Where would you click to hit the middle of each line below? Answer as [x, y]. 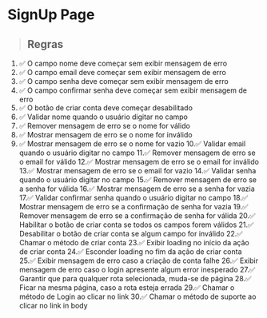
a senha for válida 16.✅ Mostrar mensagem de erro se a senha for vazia [137, 189]
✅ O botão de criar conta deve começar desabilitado [106, 108]
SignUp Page [51, 15]
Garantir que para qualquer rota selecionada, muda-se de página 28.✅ [135, 278]
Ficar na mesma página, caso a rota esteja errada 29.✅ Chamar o [127, 288]
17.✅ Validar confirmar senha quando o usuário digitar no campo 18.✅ [133, 198]
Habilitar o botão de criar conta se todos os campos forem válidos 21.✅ [136, 225]
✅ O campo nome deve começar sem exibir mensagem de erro [123, 63]
